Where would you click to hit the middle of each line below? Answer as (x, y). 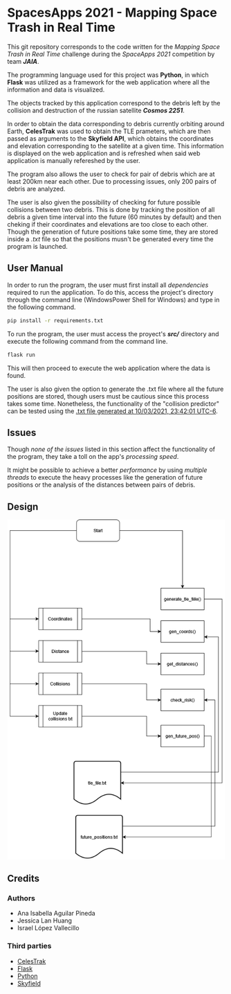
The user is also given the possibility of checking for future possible (104, 202)
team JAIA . (23, 61)
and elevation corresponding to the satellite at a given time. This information (115, 146)
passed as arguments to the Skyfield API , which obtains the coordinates (111, 138)
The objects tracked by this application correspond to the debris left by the (114, 103)
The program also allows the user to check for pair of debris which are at (111, 174)
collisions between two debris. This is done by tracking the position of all (111, 209)
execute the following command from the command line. (87, 341)
